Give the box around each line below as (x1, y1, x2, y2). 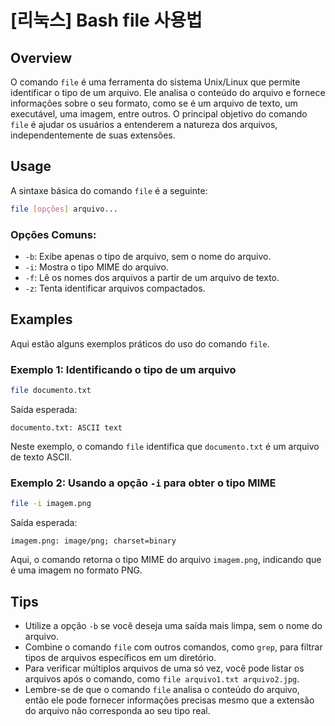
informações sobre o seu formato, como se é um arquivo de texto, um (10, 97, 298, 109)
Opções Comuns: (10, 227, 97, 241)
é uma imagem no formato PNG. (10, 564, 143, 576)
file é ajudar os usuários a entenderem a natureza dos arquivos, (10, 119, 278, 130)
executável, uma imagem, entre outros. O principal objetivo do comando (10, 108, 308, 120)
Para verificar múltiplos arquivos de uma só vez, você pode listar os (24, 662, 305, 674)
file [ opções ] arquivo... (10, 204, 118, 214)
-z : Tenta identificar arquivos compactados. (24, 282, 206, 294)
